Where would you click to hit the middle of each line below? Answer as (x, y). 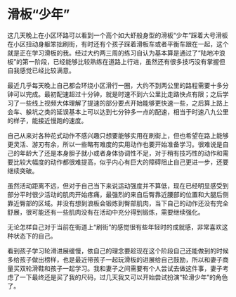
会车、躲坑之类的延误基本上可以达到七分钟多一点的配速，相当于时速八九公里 (118, 112)
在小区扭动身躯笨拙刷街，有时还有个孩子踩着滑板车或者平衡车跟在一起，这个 (118, 44)
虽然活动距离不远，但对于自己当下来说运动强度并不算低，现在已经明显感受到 (118, 185)
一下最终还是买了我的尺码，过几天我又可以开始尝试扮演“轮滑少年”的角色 (124, 277)
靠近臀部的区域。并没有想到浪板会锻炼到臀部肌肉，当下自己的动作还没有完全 (118, 203)
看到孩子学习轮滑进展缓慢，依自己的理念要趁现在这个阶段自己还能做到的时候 (118, 251)
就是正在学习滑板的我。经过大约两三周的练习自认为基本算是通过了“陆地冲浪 (117, 53)
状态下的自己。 (35, 236)
